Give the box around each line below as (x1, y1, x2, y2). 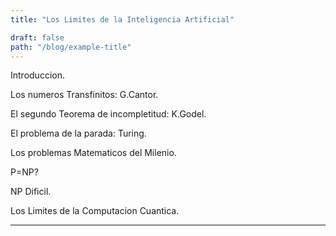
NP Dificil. (10, 186, 52, 198)
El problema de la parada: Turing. (10, 127, 147, 140)
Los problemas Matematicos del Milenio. (10, 147, 177, 159)
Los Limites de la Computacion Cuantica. (10, 205, 180, 217)
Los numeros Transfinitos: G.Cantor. (10, 89, 159, 101)
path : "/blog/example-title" (10, 42, 132, 52)
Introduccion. (10, 69, 65, 81)
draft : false (10, 32, 65, 43)
